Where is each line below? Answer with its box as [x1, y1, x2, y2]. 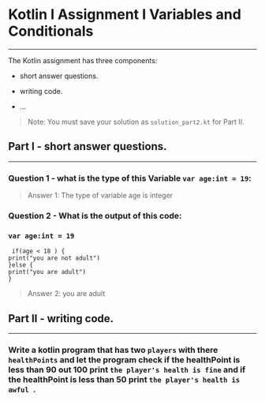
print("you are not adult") [8, 254, 101, 262]
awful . [8, 384, 36, 395]
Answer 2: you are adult [27, 289, 106, 298]
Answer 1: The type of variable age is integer [27, 191, 174, 200]
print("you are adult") [8, 268, 87, 276]
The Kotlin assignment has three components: [8, 55, 158, 65]
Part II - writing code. [8, 312, 114, 325]
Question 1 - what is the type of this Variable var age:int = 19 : [8, 172, 252, 183]
